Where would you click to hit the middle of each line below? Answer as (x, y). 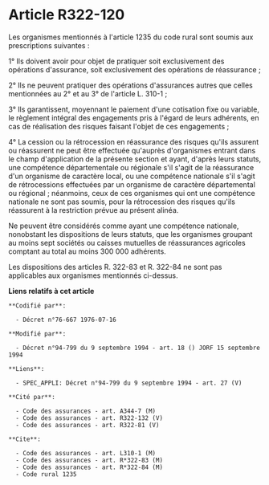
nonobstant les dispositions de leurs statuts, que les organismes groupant (130, 234)
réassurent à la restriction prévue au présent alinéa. (94, 210)
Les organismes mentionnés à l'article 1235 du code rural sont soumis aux (131, 37)
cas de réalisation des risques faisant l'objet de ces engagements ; (119, 126)
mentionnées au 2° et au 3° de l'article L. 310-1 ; (88, 93)
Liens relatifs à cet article (51, 291)
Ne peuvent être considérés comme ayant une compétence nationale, (124, 226)
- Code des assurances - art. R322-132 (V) (89, 418)
